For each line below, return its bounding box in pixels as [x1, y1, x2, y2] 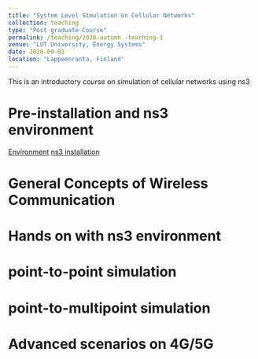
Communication [8, 192, 116, 209]
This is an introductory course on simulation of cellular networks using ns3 [8, 76, 250, 86]
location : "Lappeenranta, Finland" [8, 56, 125, 64]
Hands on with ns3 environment [8, 227, 222, 245]
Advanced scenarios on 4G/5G [8, 335, 214, 353]
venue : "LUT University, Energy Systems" [8, 41, 146, 49]
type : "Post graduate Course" [8, 26, 108, 34]
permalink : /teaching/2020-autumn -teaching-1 [8, 33, 164, 42]
